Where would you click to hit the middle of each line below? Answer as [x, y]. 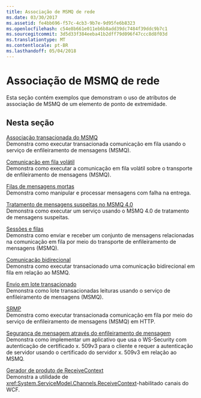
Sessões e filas [25, 229]
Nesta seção [30, 123]
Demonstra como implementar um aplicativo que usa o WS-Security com [97, 339]
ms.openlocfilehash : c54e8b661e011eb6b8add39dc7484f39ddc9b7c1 [87, 29]
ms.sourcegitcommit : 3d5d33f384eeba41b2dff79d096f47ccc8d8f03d [87, 34]
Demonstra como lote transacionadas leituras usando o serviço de [88, 290]
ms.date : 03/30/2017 [32, 17]
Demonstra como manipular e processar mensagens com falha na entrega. [99, 193]
